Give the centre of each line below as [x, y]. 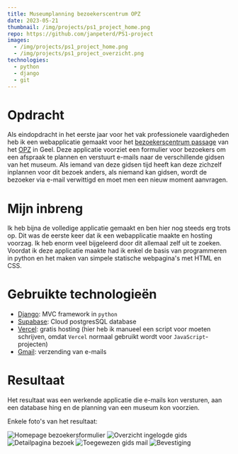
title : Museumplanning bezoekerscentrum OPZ [74, 14]
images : [19, 40]
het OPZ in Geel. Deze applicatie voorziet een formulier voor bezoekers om [117, 150]
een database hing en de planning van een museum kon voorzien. [103, 408]
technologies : [28, 60]
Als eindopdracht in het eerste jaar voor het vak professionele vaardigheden [118, 135]
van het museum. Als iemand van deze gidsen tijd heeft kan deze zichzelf [114, 165]
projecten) [33, 344]
